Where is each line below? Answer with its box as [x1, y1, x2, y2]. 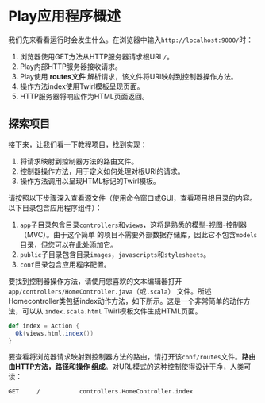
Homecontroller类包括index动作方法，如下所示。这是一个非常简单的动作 [8, 296, 244, 305]
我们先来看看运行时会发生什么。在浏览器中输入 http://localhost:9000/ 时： [8, 35, 254, 44]
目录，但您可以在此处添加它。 [19, 240, 117, 249]
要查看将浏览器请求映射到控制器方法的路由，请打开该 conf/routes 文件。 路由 [8, 352, 256, 362]
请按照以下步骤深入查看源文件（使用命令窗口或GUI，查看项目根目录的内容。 [8, 193, 257, 202]
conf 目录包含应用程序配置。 [19, 259, 111, 269]
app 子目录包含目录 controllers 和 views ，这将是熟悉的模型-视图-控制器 [19, 220, 248, 229]
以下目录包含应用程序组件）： [8, 203, 102, 213]
